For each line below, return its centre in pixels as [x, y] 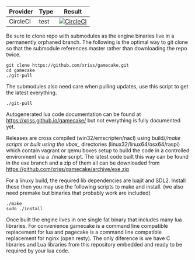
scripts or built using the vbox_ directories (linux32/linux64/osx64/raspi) [93, 144]
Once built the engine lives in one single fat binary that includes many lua [94, 220]
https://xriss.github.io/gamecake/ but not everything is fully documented [93, 120]
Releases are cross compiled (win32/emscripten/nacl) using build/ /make [93, 138]
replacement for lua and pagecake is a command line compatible [84, 232]
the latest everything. [32, 93]
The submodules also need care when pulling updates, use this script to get [97, 86]
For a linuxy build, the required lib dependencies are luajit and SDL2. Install [96, 180]
